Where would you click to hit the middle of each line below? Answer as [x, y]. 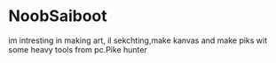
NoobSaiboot [58, 16]
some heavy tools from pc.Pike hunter [78, 49]
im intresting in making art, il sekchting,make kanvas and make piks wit [138, 40]
